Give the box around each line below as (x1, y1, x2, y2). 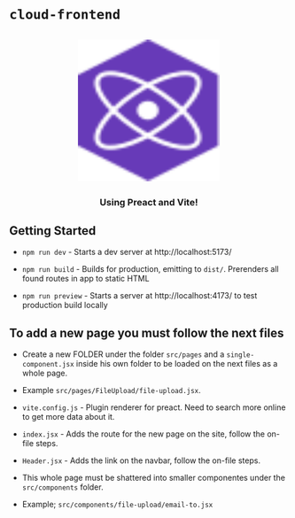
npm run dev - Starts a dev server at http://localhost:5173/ (21, 247, 232, 258)
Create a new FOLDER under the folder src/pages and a (21, 349, 225, 360)
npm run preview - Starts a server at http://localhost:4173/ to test (21, 290, 258, 301)
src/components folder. (21, 482, 104, 492)
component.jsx (21, 360, 74, 369)
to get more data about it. (21, 412, 115, 422)
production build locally (21, 300, 108, 311)
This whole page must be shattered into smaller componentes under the (21, 473, 286, 483)
